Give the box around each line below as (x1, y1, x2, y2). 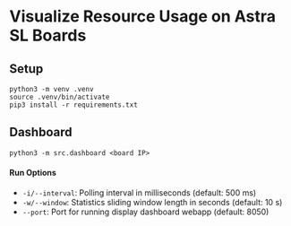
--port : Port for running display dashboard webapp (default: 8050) (21, 206, 270, 217)
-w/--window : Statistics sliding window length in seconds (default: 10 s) (21, 197, 283, 208)
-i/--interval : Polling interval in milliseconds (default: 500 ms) (21, 187, 257, 198)
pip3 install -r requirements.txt (9, 100, 139, 109)
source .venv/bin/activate (9, 92, 110, 101)
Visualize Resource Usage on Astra (9, 6, 276, 27)
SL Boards (9, 25, 87, 46)
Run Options (9, 168, 56, 178)
